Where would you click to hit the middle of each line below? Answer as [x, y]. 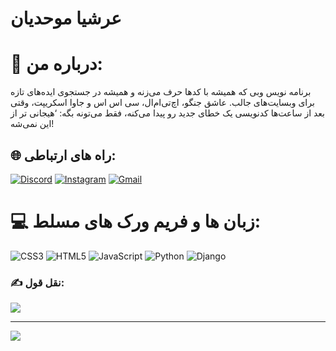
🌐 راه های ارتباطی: [63, 155]
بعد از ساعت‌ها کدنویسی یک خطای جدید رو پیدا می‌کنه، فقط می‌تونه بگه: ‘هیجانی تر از [167, 113]
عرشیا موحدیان [66, 18]
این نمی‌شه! [32, 124]
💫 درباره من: [56, 64]
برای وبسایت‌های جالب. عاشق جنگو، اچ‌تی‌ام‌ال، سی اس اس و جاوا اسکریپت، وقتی [162, 103]
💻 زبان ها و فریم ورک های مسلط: [136, 221]
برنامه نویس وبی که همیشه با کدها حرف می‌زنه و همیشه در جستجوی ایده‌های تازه [161, 92]
